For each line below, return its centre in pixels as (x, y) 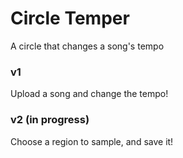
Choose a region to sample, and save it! (92, 141)
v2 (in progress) (50, 120)
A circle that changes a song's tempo (87, 46)
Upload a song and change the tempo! (89, 94)
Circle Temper (70, 18)
